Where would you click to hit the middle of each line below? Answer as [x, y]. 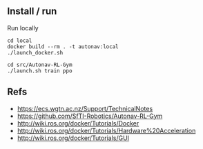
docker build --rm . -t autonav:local [63, 47]
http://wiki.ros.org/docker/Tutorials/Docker [78, 123]
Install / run [32, 11]
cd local [20, 41]
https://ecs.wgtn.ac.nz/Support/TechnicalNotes [85, 108]
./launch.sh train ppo [40, 71]
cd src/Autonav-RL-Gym [40, 65]
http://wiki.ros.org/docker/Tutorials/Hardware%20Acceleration [106, 130]
